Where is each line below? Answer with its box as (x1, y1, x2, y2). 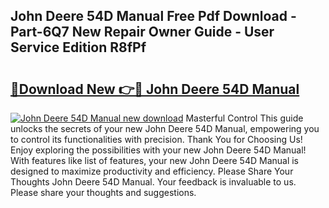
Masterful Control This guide (185, 112, 304, 124)
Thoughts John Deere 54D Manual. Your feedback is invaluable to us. (10, 176, 297, 188)
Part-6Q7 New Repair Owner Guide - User (10, 24, 275, 41)
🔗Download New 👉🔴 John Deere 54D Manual (10, 80, 300, 98)
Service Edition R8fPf (10, 39, 147, 56)
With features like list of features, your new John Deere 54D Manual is (10, 155, 300, 166)
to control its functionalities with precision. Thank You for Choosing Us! (10, 134, 303, 145)
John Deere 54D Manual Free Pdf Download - (10, 8, 297, 25)
